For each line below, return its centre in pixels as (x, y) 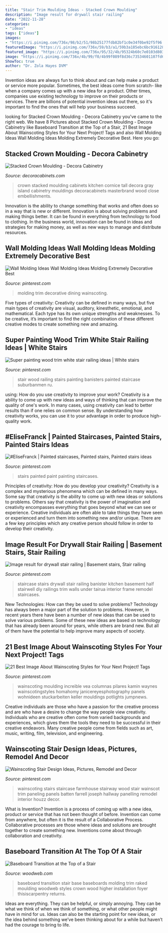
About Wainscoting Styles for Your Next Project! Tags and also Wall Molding (83, 133)
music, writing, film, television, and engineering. (54, 733)
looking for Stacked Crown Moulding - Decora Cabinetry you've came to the (84, 117)
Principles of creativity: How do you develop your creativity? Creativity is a (82, 486)
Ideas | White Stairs (36, 348)
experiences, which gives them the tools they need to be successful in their (83, 722)
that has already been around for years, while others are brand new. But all (82, 626)
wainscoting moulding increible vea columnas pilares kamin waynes (87, 686)
